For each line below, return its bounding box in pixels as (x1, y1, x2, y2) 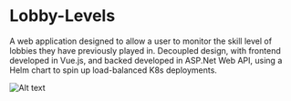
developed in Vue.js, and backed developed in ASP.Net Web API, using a (9, 55, 283, 66)
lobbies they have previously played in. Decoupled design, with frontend (9, 45, 281, 56)
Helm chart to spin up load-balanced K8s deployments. (9, 65, 217, 76)
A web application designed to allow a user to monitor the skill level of (9, 35, 272, 46)
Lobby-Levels (9, 5, 116, 26)
